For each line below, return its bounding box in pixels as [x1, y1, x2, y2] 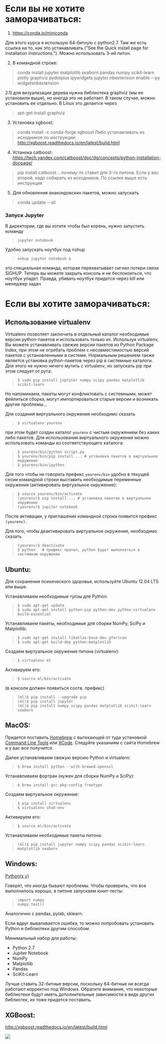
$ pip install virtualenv [17, 801, 71, 806]
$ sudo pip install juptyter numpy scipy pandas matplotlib [17, 378, 145, 383]
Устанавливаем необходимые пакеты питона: [5, 832, 102, 838]
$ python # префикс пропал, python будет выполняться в [17, 547, 140, 552]
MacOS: [5, 721, 31, 730]
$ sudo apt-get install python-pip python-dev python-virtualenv [17, 608, 156, 612]
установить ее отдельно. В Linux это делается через [5, 100, 117, 106]
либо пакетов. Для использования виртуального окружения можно [5, 435, 149, 440]
